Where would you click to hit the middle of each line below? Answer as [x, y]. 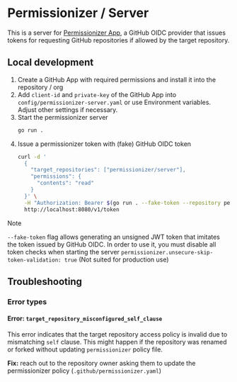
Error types [27, 301]
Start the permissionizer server [63, 117]
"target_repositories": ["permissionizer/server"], [108, 170]
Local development [51, 63]
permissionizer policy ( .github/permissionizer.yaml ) [84, 371]
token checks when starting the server [64, 252]
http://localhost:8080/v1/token [72, 209]
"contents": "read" [65, 183]
